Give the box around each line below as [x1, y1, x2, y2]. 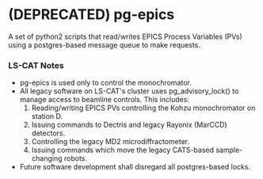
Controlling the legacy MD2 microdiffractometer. [31, 137, 190, 147]
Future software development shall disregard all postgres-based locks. [19, 162, 251, 172]
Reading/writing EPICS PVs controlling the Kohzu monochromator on [31, 103, 256, 112]
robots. [63, 154, 88, 163]
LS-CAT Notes [8, 59, 65, 70]
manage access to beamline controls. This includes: [19, 95, 190, 105]
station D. [31, 112, 63, 121]
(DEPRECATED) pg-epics [8, 6, 175, 24]
